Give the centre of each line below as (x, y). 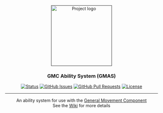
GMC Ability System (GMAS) (81, 76)
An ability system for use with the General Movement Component (81, 100)
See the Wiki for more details (81, 106)
